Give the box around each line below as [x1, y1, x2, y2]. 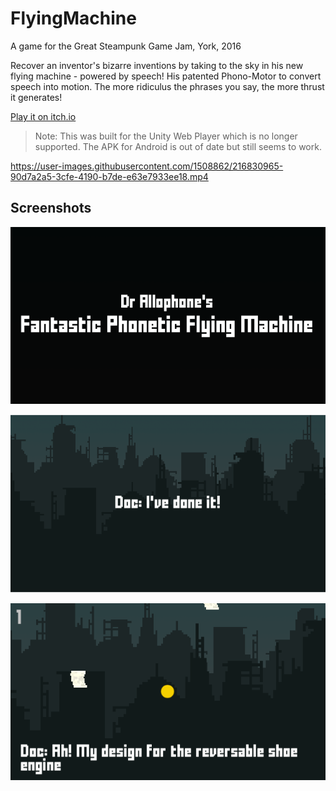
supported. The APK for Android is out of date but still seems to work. [34, 140, 322, 152]
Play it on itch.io [10, 110, 77, 122]
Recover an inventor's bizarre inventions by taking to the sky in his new [10, 59, 304, 71]
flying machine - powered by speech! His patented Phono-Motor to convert [10, 70, 322, 82]
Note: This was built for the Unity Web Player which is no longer [34, 130, 298, 142]
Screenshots [10, 200, 92, 217]
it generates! [10, 91, 63, 103]
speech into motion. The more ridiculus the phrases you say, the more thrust [10, 80, 325, 92]
